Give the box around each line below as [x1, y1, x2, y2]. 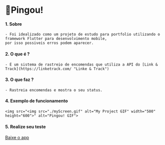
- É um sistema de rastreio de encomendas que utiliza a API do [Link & [5, 62, 158, 67]
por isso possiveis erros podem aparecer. [5, 40, 94, 46]
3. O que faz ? [5, 76, 34, 83]
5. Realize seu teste [5, 123, 46, 130]
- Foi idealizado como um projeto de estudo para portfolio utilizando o [5, 32, 161, 37]
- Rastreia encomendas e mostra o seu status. [5, 87, 103, 93]
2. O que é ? [5, 51, 30, 57]
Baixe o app [5, 135, 30, 141]
